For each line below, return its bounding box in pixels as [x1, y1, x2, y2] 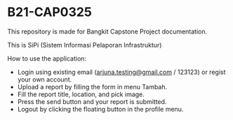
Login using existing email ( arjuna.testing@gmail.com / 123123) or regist [17, 68, 226, 76]
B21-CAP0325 [7, 4, 93, 20]
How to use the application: [7, 54, 86, 63]
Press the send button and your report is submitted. [17, 97, 167, 105]
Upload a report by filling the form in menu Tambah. [17, 82, 168, 91]
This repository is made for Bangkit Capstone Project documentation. [7, 27, 208, 36]
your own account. [17, 75, 72, 84]
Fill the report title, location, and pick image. [17, 90, 145, 98]
